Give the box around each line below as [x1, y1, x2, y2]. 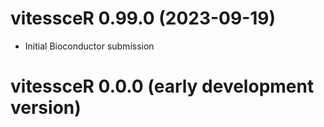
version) [10, 97, 82, 119]
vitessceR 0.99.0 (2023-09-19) [10, 7, 277, 30]
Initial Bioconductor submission [24, 40, 155, 52]
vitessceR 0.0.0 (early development [10, 75, 315, 98]
